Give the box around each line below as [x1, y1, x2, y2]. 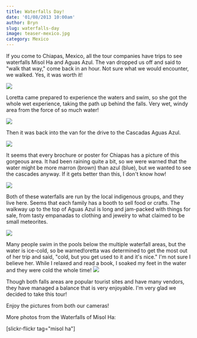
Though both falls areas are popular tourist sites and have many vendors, [6, 278, 185, 285]
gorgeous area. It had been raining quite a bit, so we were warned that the [6, 158, 187, 165]
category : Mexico [6, 36, 49, 42]
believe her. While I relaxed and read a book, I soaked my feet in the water [6, 260, 186, 266]
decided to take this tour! [6, 291, 67, 298]
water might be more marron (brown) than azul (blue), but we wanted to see [6, 164, 191, 171]
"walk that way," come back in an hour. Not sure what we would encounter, [6, 65, 189, 72]
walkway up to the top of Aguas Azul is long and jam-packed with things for [6, 205, 191, 213]
